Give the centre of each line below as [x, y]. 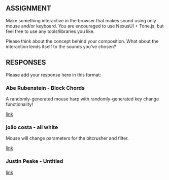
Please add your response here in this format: [53, 75]
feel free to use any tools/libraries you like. [50, 31]
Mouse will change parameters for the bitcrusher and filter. [67, 138]
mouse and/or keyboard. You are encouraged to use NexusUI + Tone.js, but [85, 26]
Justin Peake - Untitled [35, 161]
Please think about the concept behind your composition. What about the [82, 41]
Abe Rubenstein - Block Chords [45, 88]
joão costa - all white [32, 127]
